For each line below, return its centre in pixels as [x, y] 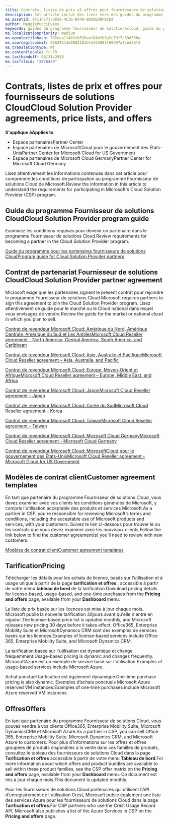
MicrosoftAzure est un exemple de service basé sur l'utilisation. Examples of [84, 662]
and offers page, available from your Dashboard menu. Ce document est [81, 775]
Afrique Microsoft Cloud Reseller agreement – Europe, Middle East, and [78, 375]
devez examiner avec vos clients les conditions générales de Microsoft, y [81, 502]
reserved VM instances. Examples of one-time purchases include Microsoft [83, 687]
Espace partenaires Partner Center [48, 142]
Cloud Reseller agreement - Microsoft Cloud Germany [61, 441]
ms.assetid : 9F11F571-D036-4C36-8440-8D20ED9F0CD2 [59, 19]
